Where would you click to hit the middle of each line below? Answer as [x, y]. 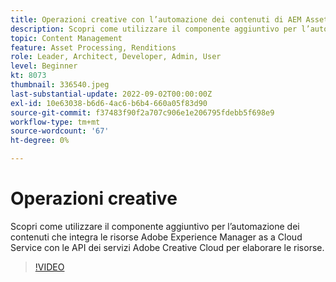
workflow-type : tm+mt [55, 122]
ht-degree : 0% [40, 141]
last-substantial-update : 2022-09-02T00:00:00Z [111, 94]
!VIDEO [49, 267]
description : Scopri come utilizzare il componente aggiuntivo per [154, 29]
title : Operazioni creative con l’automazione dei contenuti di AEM [156, 19]
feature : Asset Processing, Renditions [93, 47]
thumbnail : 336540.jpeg [60, 85]
